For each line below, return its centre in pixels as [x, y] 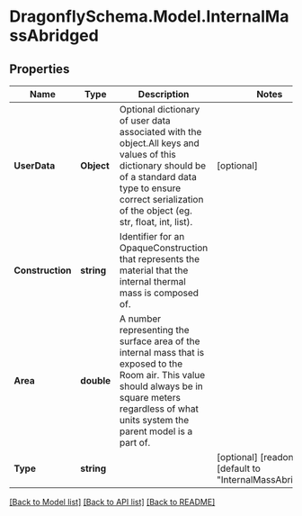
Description [164, 94]
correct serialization [162, 199]
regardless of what [160, 409]
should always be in [162, 386]
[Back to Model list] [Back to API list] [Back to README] [112, 502]
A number [141, 319]
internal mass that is [162, 353]
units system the [155, 420]
